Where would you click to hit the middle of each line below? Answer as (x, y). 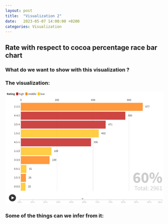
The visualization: (28, 83)
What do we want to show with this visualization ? (67, 69)
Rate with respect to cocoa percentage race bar (81, 47)
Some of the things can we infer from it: (55, 215)
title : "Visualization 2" (33, 16)
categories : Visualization (33, 27)
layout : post (19, 11)
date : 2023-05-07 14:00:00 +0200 (43, 21)
